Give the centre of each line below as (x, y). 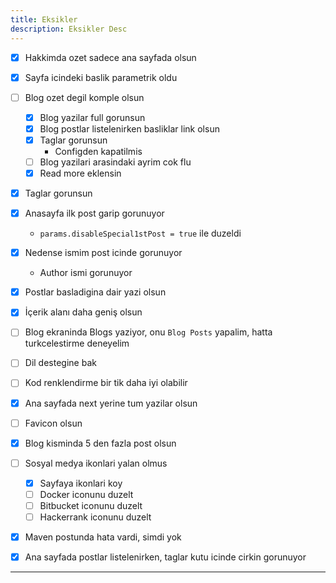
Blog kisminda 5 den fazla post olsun (100, 443)
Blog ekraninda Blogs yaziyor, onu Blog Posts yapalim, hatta (148, 332)
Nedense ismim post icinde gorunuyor (103, 253)
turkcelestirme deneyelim (77, 343)
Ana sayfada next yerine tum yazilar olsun (111, 403)
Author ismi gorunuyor (86, 273)
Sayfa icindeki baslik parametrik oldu (101, 77)
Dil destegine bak (60, 363)
